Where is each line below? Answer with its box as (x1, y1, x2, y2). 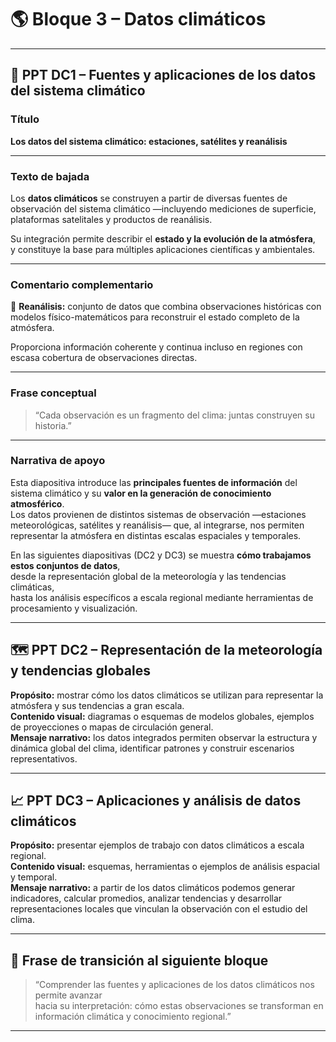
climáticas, (10, 581, 55, 593)
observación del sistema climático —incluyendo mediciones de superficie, (10, 202, 317, 215)
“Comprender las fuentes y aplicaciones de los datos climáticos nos (34, 979, 315, 991)
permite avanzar (34, 989, 103, 1001)
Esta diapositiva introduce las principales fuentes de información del (10, 476, 298, 488)
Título (10, 112, 40, 126)
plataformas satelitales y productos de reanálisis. (10, 213, 213, 225)
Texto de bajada (10, 169, 90, 183)
